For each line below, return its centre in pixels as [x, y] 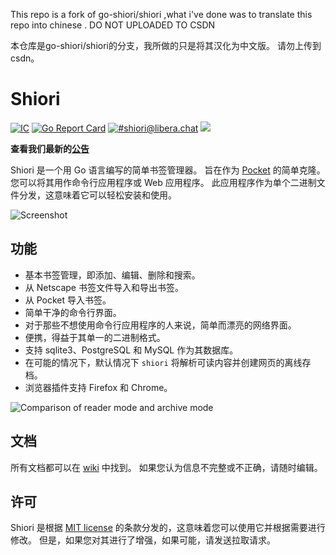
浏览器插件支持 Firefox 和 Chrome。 [98, 387]
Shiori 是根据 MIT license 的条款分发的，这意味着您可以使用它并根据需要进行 [168, 528]
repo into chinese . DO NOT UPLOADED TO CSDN [113, 25]
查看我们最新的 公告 [50, 148]
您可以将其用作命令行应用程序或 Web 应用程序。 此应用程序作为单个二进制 [163, 182]
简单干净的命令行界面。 [73, 312]
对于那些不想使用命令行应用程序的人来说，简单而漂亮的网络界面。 [160, 325]
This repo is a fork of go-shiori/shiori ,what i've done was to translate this [161, 14]
